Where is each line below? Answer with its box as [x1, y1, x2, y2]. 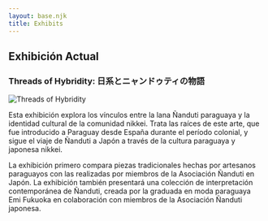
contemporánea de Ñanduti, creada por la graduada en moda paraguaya [8, 186, 252, 196]
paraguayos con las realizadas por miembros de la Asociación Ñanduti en [8, 169, 255, 179]
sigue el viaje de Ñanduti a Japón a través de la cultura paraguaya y [8, 136, 236, 146]
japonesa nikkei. [8, 145, 63, 154]
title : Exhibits [8, 19, 63, 28]
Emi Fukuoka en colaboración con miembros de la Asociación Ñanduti [8, 195, 243, 205]
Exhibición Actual [8, 50, 99, 63]
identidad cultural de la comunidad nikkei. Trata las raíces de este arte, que [8, 119, 260, 128]
